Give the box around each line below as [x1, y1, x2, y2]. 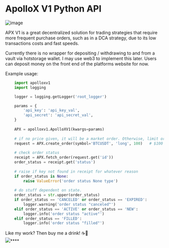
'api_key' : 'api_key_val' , [23, 108, 80, 113]
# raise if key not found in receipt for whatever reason [14, 169, 138, 174]
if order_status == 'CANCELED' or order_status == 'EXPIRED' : [14, 197, 147, 203]
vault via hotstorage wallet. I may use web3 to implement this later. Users [5, 55, 157, 61]
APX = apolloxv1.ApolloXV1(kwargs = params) [14, 127, 105, 132]
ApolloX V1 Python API [5, 3, 102, 15]
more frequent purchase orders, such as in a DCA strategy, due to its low [5, 35, 156, 41]
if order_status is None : [14, 174, 69, 179]
